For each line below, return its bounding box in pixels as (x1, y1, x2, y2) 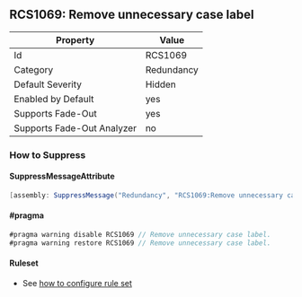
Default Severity (13, 78, 83, 91)
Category (13, 63, 54, 75)
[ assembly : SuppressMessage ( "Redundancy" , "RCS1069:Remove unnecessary (9, 190, 283, 200)
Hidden (145, 78, 177, 91)
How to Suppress (9, 148, 86, 161)
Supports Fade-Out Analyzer (13, 121, 138, 134)
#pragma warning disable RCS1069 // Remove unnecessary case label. (9, 231, 271, 240)
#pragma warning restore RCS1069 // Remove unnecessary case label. (9, 238, 271, 248)
